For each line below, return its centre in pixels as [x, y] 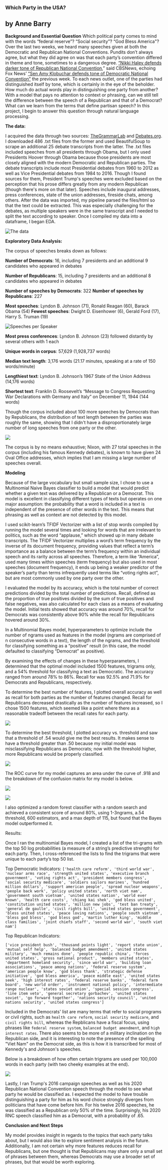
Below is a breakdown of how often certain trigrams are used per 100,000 [81, 1059]
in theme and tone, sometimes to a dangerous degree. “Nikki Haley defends [83, 62]
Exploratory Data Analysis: [34, 241]
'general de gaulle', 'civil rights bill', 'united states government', [83, 908]
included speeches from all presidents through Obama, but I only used [78, 152]
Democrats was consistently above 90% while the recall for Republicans [80, 614]
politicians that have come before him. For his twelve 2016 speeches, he [80, 1104]
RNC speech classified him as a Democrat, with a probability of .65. [75, 1116]
